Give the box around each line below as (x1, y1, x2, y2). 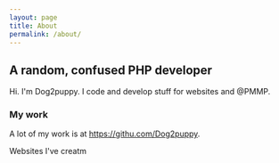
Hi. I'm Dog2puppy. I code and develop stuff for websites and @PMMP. (9, 86, 271, 97)
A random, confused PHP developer (9, 62, 212, 77)
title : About (9, 21, 58, 30)
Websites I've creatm (9, 146, 87, 157)
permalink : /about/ (9, 29, 82, 38)
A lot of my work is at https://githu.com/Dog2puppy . (9, 128, 201, 139)
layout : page (9, 12, 58, 22)
